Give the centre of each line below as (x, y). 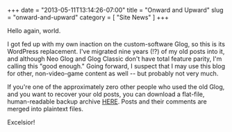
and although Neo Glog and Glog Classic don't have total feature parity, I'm (115, 59)
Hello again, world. (34, 31)
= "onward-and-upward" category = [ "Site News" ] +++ (88, 17)
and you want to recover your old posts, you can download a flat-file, (106, 94)
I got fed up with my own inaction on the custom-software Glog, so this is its (116, 44)
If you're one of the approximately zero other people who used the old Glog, (116, 87)
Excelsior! (21, 122)
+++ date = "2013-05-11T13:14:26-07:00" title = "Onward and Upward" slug (115, 10)
